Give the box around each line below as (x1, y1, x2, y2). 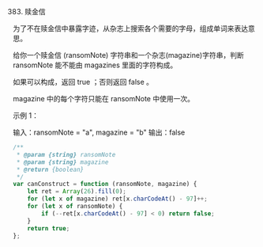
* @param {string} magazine (16, 158, 109, 166)
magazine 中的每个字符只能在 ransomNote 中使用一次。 (13, 94, 194, 103)
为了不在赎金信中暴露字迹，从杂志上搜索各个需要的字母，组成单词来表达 (13, 24, 248, 33)
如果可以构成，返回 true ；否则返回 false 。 (13, 78, 153, 86)
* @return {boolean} (16, 165, 85, 173)
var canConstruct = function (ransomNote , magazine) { (13, 180, 197, 188)
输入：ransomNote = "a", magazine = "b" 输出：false (13, 127, 186, 137)
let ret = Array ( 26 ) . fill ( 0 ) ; (27, 188, 127, 196)
